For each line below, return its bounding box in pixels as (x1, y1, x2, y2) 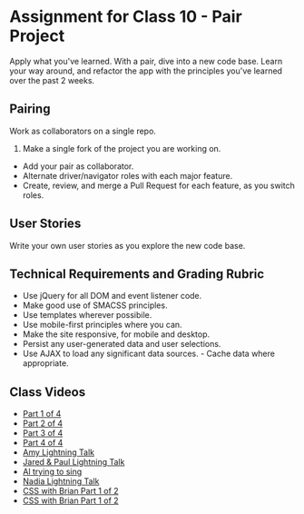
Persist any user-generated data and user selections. (22, 339, 221, 350)
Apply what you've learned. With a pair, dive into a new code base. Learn (9, 55, 283, 66)
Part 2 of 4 (22, 418, 64, 429)
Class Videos (9, 384, 86, 400)
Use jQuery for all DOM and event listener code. (22, 291, 202, 301)
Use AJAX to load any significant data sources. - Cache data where (22, 348, 275, 360)
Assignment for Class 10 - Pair (9, 6, 242, 27)
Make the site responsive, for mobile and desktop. (22, 329, 211, 340)
